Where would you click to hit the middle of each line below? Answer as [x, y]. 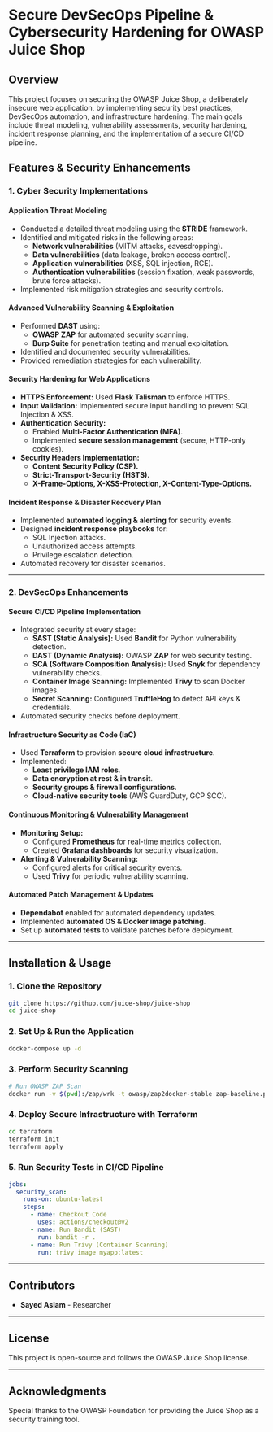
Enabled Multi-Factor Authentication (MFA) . [108, 431]
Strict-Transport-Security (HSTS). [91, 474]
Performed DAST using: [60, 325]
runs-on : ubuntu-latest [63, 1199]
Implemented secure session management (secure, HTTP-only [139, 440]
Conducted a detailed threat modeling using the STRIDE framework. [134, 229]
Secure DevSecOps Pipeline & [111, 15]
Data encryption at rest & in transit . [92, 779]
